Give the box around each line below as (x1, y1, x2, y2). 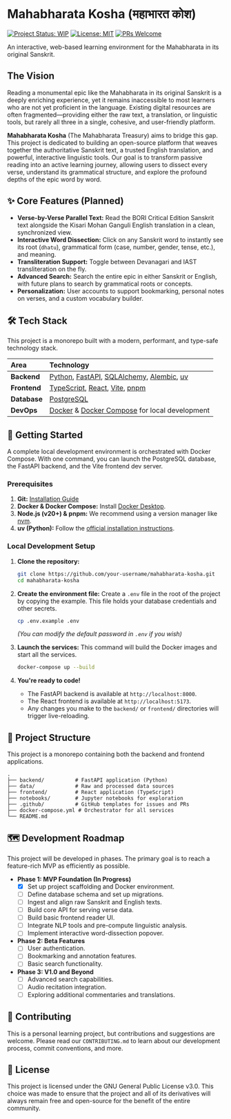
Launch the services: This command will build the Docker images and (17, 643, 217, 651)
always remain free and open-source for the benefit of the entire (7, 1097, 191, 1105)
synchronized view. (17, 228, 72, 237)
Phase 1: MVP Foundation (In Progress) (17, 875, 132, 883)
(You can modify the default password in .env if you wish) (17, 630, 183, 638)
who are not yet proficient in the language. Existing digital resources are (7, 103, 212, 111)
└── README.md (7, 813, 48, 820)
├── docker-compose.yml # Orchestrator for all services (7, 807, 174, 814)
